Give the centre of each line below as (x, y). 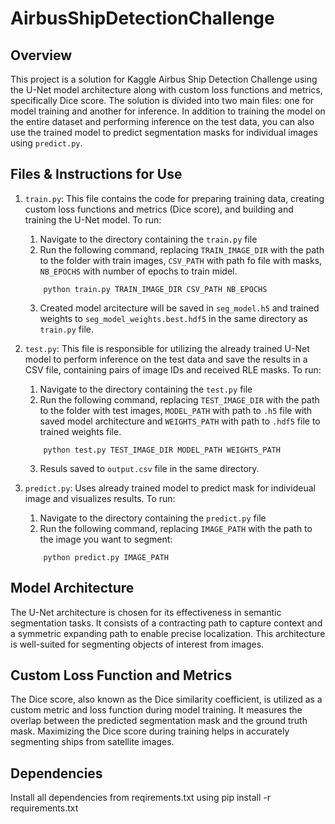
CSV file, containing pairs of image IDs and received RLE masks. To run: (173, 369)
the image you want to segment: (106, 539)
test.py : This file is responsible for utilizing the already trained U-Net (167, 348)
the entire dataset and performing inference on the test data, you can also (162, 121)
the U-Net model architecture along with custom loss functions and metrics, (166, 90)
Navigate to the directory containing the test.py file (146, 389)
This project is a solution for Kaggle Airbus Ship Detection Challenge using (164, 79)
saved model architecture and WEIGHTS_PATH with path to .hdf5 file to (180, 421)
